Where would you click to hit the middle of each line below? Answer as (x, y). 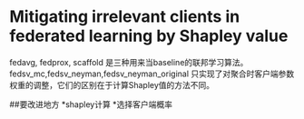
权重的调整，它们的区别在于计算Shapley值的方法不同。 (112, 84)
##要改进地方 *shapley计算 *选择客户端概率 (91, 104)
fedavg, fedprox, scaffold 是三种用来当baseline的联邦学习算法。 (129, 62)
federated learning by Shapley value (149, 36)
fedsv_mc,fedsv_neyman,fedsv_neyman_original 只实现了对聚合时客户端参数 (152, 74)
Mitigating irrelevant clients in (125, 17)
